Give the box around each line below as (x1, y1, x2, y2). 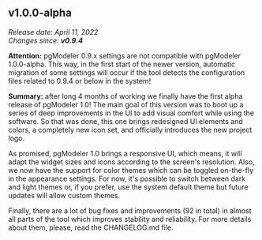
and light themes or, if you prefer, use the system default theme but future (8, 182, 249, 192)
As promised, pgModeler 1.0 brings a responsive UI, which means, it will (8, 148, 242, 158)
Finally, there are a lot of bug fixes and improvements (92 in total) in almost (8, 205, 252, 216)
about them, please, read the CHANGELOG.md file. (8, 223, 174, 232)
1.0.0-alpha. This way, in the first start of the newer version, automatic (8, 59, 236, 69)
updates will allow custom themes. (8, 190, 121, 200)
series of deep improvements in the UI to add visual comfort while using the (8, 108, 255, 118)
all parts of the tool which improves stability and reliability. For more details (8, 214, 252, 223)
